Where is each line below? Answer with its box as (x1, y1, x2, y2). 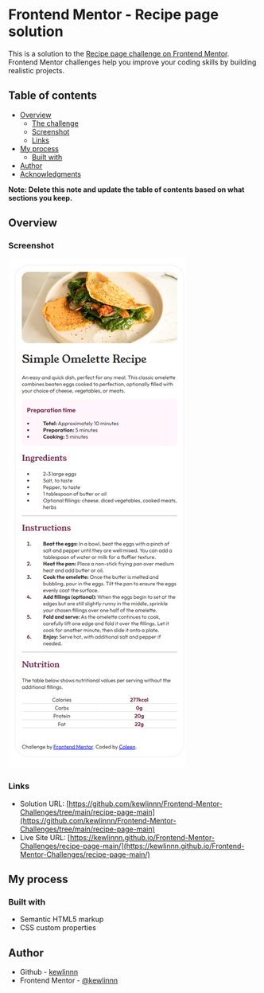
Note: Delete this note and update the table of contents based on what (8, 185, 245, 194)
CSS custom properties (19, 923, 97, 932)
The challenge (31, 118, 80, 128)
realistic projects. (8, 65, 65, 75)
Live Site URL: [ (19, 832, 71, 842)
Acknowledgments (19, 169, 82, 178)
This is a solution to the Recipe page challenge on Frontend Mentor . (8, 49, 230, 58)
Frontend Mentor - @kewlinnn (19, 975, 118, 985)
